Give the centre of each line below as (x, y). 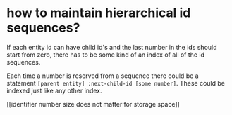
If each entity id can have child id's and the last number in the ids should (112, 47)
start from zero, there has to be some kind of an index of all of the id (106, 55)
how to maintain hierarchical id (99, 13)
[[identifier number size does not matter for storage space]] (93, 104)
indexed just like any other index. (55, 90)
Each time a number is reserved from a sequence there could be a (103, 76)
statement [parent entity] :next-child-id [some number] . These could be (116, 83)
